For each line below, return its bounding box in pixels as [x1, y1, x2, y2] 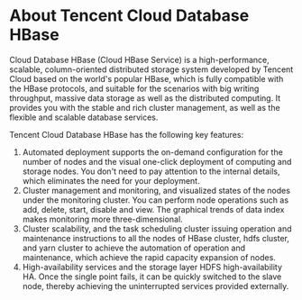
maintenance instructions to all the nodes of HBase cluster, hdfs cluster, [22, 232, 290, 243]
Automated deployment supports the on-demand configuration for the [22, 146, 284, 158]
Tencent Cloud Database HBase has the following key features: [9, 129, 244, 140]
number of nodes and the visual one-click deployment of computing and [22, 156, 292, 167]
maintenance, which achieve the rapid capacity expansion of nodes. [22, 251, 277, 262]
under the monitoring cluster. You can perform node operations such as [22, 195, 289, 205]
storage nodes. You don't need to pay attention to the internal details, [22, 166, 280, 177]
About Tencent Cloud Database [9, 5, 250, 26]
